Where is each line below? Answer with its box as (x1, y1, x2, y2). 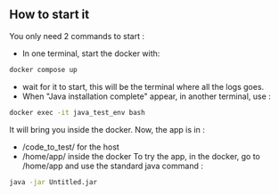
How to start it (9, 7, 90, 22)
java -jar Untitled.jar (9, 177, 98, 186)
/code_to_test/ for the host (21, 142, 120, 152)
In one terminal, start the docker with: (21, 48, 160, 59)
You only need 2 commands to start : (9, 30, 145, 41)
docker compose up (9, 65, 78, 74)
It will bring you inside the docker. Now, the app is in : (9, 124, 205, 134)
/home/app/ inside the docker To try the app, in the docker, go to (21, 150, 261, 161)
